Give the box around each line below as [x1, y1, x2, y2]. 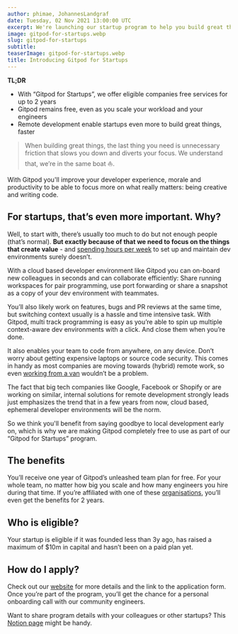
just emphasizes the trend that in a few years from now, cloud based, [7, 398, 209, 406]
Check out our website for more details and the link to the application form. [7, 582, 227, 591]
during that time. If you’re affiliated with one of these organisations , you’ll [7, 489, 221, 497]
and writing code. [7, 190, 59, 199]
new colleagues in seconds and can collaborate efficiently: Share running [7, 274, 222, 282]
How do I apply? [7, 563, 80, 575]
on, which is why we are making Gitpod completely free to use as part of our [7, 426, 231, 435]
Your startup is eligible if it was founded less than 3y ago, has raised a [7, 535, 212, 544]
